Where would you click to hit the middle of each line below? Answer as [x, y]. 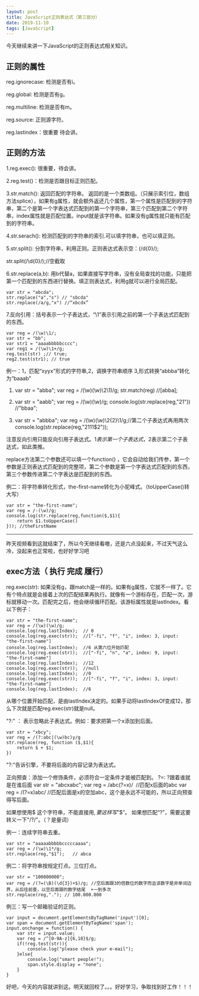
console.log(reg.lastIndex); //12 [50, 663]
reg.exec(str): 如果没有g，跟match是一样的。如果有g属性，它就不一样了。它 [99, 587]
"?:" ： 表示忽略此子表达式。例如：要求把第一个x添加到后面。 [81, 721]
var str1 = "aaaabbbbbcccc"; [42, 343]
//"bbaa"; [26, 408]
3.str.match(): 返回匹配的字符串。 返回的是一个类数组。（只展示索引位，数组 [98, 193]
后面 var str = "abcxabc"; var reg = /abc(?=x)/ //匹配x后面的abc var [104, 785]
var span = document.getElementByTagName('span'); [70, 923]
